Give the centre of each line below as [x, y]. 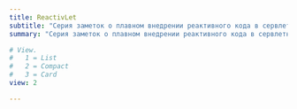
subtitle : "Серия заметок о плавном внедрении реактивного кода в [134, 26]
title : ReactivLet [43, 17]
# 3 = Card [33, 75]
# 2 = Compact [39, 66]
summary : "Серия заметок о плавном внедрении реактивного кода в [132, 34]
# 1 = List [33, 58]
